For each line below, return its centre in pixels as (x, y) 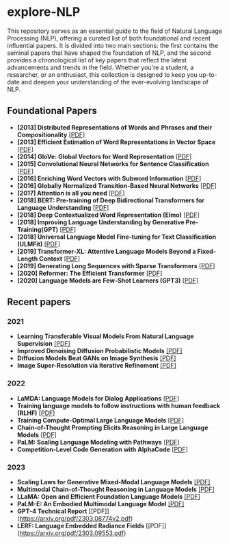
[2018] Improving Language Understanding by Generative (100, 222)
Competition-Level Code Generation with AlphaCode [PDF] (102, 449)
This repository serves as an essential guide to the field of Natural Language (115, 31)
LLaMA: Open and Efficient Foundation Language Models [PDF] (108, 497)
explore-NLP (44, 12)
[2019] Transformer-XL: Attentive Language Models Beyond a (106, 251)
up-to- (208, 74)
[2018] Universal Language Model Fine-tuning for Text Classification (117, 237)
